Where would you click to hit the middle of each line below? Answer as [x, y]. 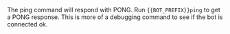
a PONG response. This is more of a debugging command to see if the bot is [115, 17]
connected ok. [27, 24]
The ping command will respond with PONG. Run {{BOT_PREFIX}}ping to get [114, 10]
